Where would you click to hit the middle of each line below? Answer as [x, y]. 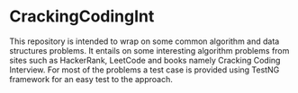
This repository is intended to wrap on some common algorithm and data [144, 41]
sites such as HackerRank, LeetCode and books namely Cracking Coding [145, 60]
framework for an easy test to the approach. [91, 79]
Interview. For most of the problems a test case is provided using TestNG [144, 70]
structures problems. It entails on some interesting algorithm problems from [149, 50]
